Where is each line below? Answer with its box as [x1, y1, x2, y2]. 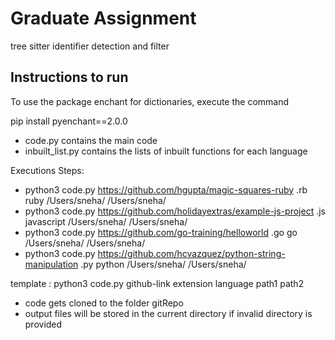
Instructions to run [10, 69, 129, 86]
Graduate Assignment [10, 7, 197, 30]
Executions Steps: [10, 164, 85, 176]
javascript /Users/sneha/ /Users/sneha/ [24, 215, 188, 227]
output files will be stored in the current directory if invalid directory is [24, 307, 313, 319]
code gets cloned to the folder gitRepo [24, 297, 184, 309]
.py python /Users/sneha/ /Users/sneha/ [80, 258, 247, 270]
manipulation [24, 258, 79, 270]
